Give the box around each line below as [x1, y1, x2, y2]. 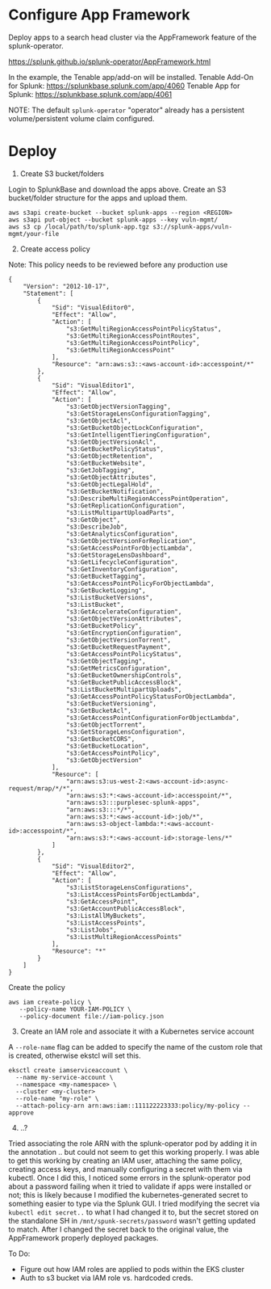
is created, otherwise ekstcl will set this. [8, 1051, 141, 1060]
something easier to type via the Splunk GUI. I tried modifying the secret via [8, 1198, 261, 1208]
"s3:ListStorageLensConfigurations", [65, 883, 194, 891]
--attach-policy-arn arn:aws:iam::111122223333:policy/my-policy [15, 1102, 240, 1110]
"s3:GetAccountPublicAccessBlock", [65, 904, 186, 912]
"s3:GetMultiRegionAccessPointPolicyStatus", [65, 325, 222, 333]
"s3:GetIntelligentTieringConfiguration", [65, 431, 211, 439]
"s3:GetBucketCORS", [65, 735, 135, 743]
